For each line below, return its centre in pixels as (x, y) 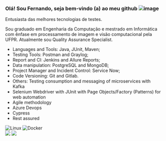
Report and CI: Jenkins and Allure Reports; (56, 60)
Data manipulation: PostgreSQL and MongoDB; (60, 65)
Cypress (21, 113)
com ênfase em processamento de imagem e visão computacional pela (79, 34)
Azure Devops (27, 108)
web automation (29, 97)
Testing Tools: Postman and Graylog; (50, 54)
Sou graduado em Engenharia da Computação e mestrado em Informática (81, 29)
